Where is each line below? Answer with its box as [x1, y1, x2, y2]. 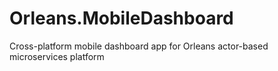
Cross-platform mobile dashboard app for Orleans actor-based [9, 40, 269, 52]
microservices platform [9, 50, 105, 62]
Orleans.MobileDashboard [9, 7, 234, 30]
